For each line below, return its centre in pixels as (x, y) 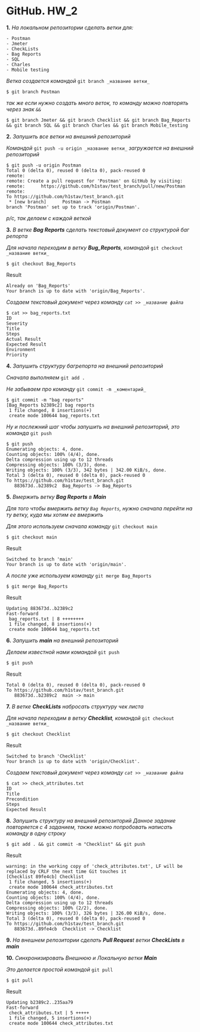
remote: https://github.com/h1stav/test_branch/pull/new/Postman (96, 186)
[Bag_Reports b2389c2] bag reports (50, 405)
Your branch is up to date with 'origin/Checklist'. (73, 761)
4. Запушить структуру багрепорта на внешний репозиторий (85, 366)
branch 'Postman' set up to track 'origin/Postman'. (73, 207)
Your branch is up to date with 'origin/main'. (67, 564)
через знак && (24, 109)
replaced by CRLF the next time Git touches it (67, 871)
